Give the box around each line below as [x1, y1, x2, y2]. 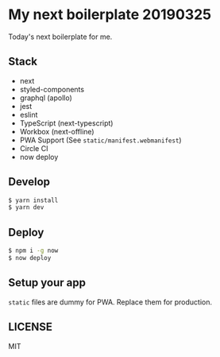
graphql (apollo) [19, 93, 73, 103]
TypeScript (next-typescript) [19, 118, 114, 128]
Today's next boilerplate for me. [8, 32, 113, 41]
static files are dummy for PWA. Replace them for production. [8, 297, 213, 307]
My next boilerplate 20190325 [8, 6, 212, 24]
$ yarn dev [8, 204, 44, 211]
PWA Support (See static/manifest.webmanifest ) [19, 135, 182, 145]
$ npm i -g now [8, 246, 59, 255]
